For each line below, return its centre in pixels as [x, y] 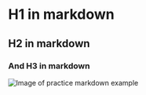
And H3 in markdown [49, 66]
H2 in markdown [49, 44]
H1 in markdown [62, 15]
